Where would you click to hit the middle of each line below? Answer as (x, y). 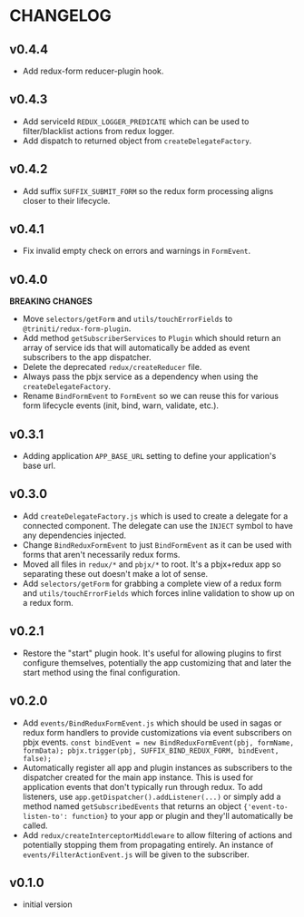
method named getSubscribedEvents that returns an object (132, 806)
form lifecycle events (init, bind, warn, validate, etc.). (121, 405)
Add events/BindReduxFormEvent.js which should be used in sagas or (152, 723)
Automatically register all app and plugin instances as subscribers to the (157, 767)
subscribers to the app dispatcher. (87, 357)
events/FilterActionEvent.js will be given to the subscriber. (136, 854)
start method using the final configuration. (101, 672)
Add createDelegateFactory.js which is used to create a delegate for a (155, 516)
